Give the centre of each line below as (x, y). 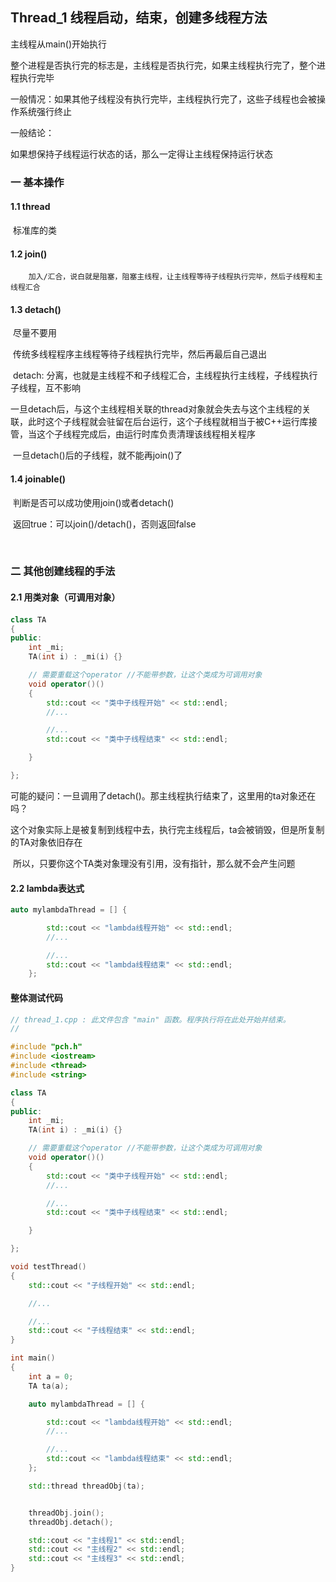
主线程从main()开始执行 (58, 44)
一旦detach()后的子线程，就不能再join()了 (97, 455)
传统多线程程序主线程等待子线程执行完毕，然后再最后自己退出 (139, 354)
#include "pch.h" (46, 1047)
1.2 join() (29, 254)
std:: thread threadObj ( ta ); (86, 1486)
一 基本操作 (37, 182)
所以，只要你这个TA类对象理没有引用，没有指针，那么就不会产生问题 (154, 863)
